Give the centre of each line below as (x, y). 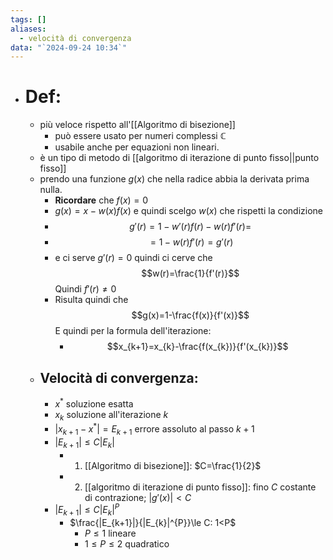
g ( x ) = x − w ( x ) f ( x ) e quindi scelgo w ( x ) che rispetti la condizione (189, 211)
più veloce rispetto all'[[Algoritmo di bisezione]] (137, 125)
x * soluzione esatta (94, 403)
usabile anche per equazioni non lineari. (137, 147)
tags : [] (28, 19)
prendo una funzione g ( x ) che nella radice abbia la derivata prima (174, 179)
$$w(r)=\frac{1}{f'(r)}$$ (190, 273)
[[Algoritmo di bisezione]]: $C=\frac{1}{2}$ (173, 465)
